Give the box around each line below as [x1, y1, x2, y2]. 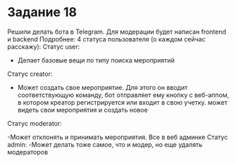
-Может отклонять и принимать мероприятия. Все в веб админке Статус [7, 133, 228, 141]
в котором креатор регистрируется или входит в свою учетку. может [17, 98, 228, 106]
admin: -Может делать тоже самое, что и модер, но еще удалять [7, 140, 203, 148]
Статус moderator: [7, 119, 62, 127]
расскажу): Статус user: [7, 42, 80, 51]
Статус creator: [7, 70, 53, 78]
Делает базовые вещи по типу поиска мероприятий [17, 56, 175, 64]
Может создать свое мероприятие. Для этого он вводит [17, 83, 188, 91]
